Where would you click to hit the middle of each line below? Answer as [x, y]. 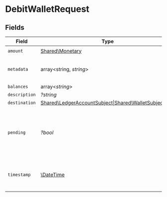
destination [22, 103]
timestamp [19, 175]
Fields [15, 28]
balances [18, 87]
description [22, 95]
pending [17, 132]
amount [15, 51]
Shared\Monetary [61, 51]
